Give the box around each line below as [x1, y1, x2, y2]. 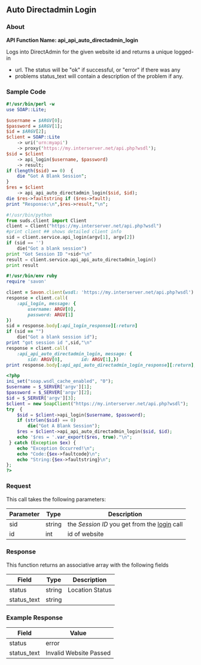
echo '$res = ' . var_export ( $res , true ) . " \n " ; [17, 435, 133, 441]
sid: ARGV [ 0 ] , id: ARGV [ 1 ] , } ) [28, 357, 119, 363]
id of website [67, 529, 104, 538]
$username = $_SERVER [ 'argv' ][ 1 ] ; [6, 384, 93, 390]
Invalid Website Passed [45, 649, 111, 657]
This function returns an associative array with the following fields [6, 561, 169, 568]
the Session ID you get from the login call [67, 520, 183, 528]
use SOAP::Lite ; [6, 106, 47, 113]
